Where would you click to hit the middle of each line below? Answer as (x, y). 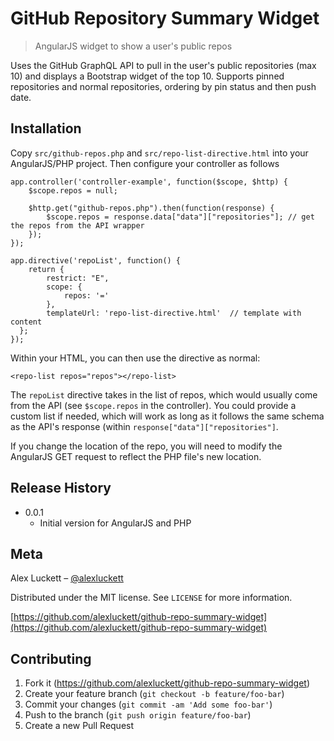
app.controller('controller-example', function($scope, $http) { (149, 182)
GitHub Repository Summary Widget (165, 18)
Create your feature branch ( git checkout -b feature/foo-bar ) (154, 694)
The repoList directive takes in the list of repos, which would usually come (164, 394)
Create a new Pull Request (79, 726)
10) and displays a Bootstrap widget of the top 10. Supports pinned (147, 76)
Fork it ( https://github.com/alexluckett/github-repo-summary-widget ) (167, 683)
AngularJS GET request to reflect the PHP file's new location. (136, 456)
